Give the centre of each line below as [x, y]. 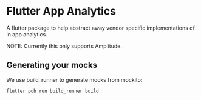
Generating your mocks [52, 65]
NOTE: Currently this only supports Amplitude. [64, 46]
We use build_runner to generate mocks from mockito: [74, 79]
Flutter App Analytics [61, 11]
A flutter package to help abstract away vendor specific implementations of [101, 28]
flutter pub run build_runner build [53, 91]
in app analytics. [27, 34]
